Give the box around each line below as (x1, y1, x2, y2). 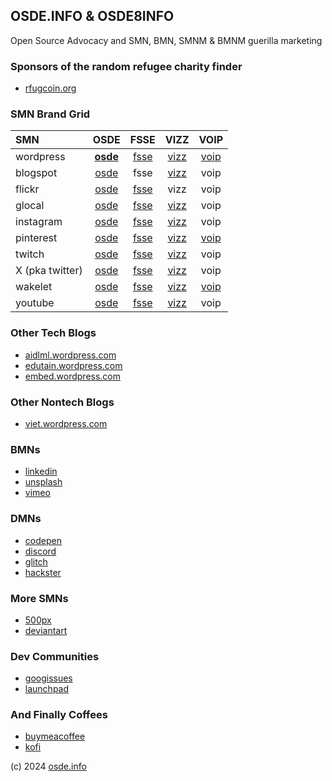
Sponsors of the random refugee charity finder (10, 59, 243, 73)
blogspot (15, 166, 58, 180)
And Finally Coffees (10, 708, 108, 722)
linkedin (24, 465, 58, 478)
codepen (24, 534, 62, 546)
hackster (24, 566, 62, 578)
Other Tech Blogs (10, 326, 97, 340)
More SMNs (10, 591, 69, 605)
